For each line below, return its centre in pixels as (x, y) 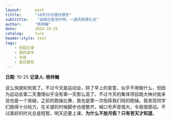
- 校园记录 (24, 48)
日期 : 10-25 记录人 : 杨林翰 (32, 77)
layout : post (25, 10)
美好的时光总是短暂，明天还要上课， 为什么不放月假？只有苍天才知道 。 (83, 113)
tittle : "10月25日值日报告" (38, 15)
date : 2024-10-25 (32, 29)
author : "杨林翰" (28, 24)
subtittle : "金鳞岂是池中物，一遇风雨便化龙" (52, 19)
